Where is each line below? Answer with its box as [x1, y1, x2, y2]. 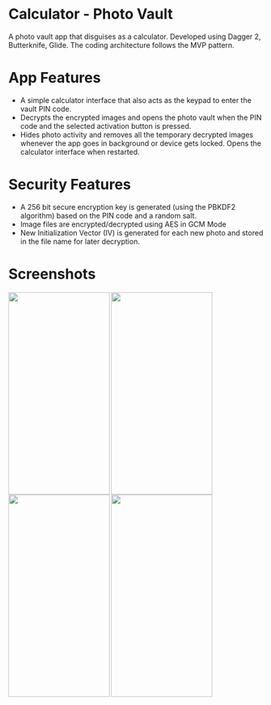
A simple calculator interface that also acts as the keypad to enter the [19, 95, 252, 105]
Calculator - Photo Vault [8, 5, 173, 23]
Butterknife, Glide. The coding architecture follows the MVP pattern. [8, 40, 235, 49]
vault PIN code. [19, 104, 72, 113]
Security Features [8, 176, 131, 194]
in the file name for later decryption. [19, 236, 140, 246]
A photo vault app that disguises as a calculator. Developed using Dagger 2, [8, 32, 261, 41]
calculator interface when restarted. [19, 147, 140, 156]
